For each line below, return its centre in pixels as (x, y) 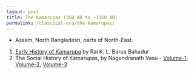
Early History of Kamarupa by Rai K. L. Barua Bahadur (82, 52)
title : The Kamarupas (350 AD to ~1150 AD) (62, 17)
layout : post (23, 12)
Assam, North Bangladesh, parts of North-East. (74, 40)
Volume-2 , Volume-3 (41, 64)
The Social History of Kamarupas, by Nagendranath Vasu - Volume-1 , (102, 58)
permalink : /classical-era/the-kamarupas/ (61, 23)
